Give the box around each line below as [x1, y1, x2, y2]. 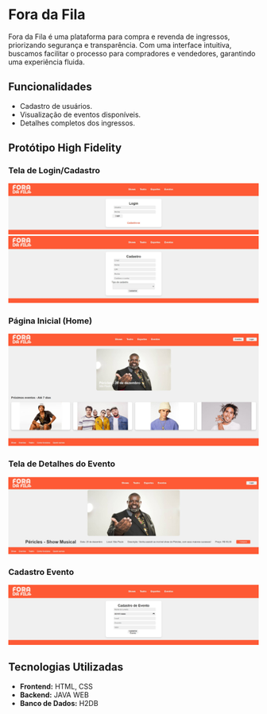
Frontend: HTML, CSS [19, 681, 94, 691]
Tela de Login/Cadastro [8, 165, 101, 176]
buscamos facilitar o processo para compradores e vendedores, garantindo [8, 48, 256, 58]
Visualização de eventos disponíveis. [19, 110, 141, 119]
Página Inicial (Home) [8, 315, 93, 326]
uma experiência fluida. [8, 57, 85, 67]
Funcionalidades [8, 80, 93, 94]
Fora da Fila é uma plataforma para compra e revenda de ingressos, [8, 32, 230, 41]
